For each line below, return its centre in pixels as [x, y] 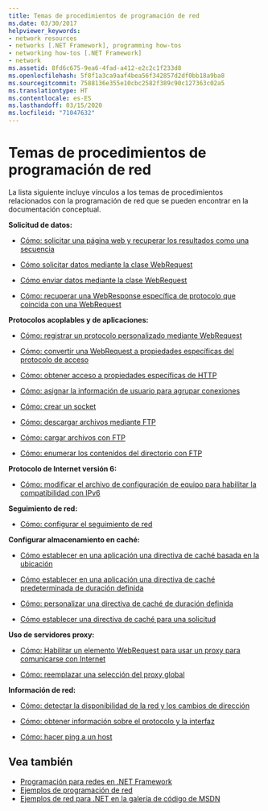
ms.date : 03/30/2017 [43, 23]
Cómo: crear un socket [58, 406]
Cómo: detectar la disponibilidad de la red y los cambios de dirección [135, 706]
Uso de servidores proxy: [52, 634]
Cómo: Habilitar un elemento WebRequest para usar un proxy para [130, 650]
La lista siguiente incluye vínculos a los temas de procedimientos [116, 192]
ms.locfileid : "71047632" [52, 113]
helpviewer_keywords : [45, 31]
